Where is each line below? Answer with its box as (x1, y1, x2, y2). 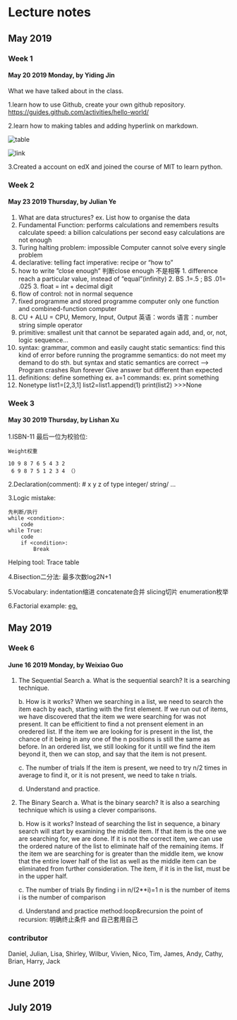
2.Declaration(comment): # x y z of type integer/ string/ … (8, 480, 176, 488)
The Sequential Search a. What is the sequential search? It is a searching (18, 676, 231, 685)
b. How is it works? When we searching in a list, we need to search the (18, 698, 224, 706)
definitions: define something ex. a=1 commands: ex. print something (18, 373, 219, 382)
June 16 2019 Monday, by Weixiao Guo (8, 660, 123, 669)
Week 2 (8, 180, 35, 190)
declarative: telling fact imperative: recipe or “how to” (18, 258, 174, 267)
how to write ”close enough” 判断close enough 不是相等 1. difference (18, 266, 218, 275)
